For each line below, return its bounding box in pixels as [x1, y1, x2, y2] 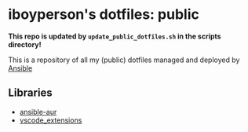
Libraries [8, 86, 53, 100]
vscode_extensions [19, 115, 82, 125]
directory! [8, 39, 42, 49]
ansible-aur [19, 107, 57, 116]
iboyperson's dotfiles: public [8, 5, 200, 24]
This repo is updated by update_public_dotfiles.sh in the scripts [8, 31, 221, 41]
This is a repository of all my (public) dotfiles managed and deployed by [8, 55, 240, 64]
